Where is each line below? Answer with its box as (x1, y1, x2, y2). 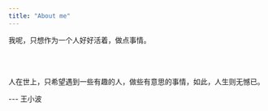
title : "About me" (8, 11, 71, 20)
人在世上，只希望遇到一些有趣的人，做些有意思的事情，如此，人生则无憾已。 (8, 76, 265, 86)
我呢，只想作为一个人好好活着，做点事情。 (8, 35, 151, 45)
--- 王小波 (8, 94, 42, 104)
